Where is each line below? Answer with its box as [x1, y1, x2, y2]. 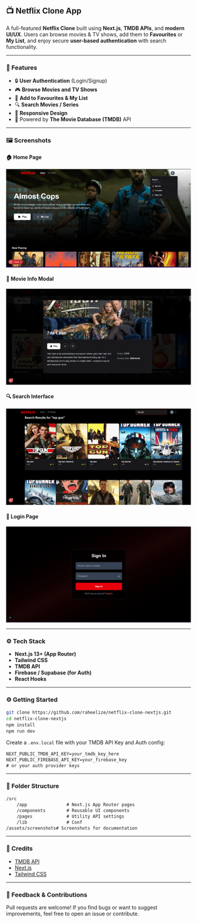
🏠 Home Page [6, 153, 42, 160]
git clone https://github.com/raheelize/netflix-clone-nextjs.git [6, 710, 172, 715]
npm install [6, 722, 35, 728]
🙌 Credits [6, 844, 33, 852]
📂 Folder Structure [6, 782, 60, 790]
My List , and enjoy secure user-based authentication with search [6, 37, 167, 44]
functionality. [6, 43, 38, 50]
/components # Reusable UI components [16, 808, 130, 814]
